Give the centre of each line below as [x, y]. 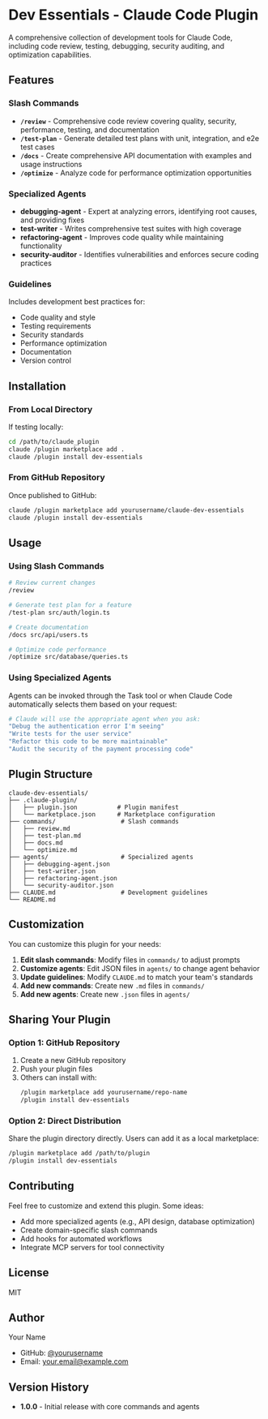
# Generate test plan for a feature [70, 605]
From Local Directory [51, 409]
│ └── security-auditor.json [61, 885]
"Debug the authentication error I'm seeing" [86, 727]
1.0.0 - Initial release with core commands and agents [110, 1407]
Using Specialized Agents [60, 677]
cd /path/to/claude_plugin [54, 441]
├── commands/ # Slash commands [94, 821]
